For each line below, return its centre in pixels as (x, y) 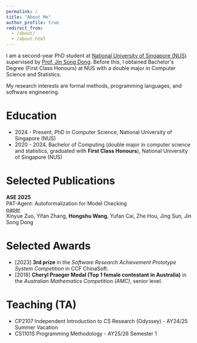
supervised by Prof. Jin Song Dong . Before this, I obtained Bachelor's (90, 62)
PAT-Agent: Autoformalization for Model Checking (67, 203)
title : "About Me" (29, 17)
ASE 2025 (19, 197)
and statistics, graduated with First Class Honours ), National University (101, 151)
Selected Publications (61, 181)
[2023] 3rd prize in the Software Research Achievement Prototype (95, 262)
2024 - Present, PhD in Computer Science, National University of (93, 132)
